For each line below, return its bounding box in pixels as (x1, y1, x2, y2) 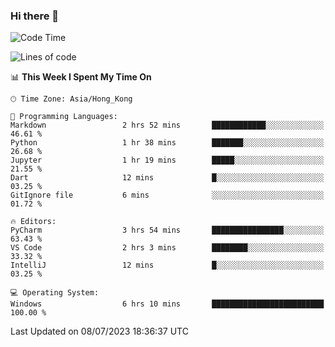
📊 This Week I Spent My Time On (10, 71, 152, 83)
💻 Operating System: (10, 288, 100, 298)
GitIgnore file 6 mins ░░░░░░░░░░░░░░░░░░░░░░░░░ (10, 190, 325, 201)
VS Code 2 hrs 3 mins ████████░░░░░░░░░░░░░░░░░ (10, 243, 325, 253)
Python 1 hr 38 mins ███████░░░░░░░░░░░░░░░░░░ (10, 138, 325, 148)
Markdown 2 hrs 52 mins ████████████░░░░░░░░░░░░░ (10, 120, 325, 131)
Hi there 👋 (10, 9, 60, 23)
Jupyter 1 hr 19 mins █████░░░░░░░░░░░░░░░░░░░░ (10, 155, 325, 166)
